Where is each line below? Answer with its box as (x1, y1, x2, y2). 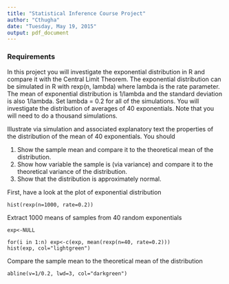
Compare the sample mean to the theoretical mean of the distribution (7, 256, 203, 265)
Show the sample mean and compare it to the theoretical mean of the (17, 145, 214, 153)
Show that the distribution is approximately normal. (17, 175, 162, 183)
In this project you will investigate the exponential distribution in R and (7, 67, 205, 76)
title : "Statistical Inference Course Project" (7, 10, 146, 17)
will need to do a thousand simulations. (7, 111, 118, 120)
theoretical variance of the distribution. (17, 167, 128, 175)
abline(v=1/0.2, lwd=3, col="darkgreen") (7, 270, 128, 277)
